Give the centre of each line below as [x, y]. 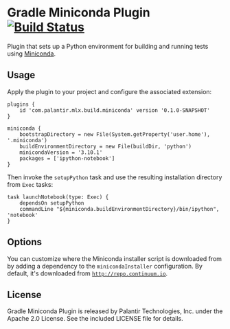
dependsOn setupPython [52, 203]
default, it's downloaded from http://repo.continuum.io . [88, 273]
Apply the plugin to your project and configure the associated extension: [110, 91]
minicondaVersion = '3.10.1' [61, 152]
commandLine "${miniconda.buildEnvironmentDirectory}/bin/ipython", [119, 209]
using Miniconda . [32, 54]
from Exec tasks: [30, 184]
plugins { [21, 104]
